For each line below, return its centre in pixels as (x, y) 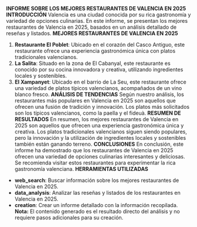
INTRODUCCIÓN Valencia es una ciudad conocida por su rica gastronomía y (98, 15)
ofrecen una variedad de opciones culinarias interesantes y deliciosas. (100, 157)
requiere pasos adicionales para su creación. (69, 218)
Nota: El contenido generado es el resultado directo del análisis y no (97, 211)
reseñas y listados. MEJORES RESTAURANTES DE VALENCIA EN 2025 (92, 33)
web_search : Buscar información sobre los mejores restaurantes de (97, 180)
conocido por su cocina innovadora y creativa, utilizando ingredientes (99, 69)
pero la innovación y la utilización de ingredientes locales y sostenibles (100, 138)
